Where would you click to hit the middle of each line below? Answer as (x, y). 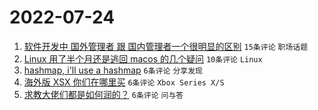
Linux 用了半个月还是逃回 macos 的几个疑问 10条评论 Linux (143, 58)
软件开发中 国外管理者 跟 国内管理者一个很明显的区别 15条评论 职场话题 (166, 46)
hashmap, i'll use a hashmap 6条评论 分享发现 (113, 70)
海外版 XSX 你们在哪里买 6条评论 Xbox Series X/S (124, 82)
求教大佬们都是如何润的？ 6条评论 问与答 (103, 94)
